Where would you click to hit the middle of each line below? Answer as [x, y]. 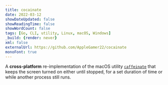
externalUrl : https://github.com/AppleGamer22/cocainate [66, 47]
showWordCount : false [28, 29]
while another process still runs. [38, 77]
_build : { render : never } [31, 38]
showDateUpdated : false [30, 19]
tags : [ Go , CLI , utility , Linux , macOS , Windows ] [58, 33]
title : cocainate [23, 10]
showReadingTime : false [30, 24]
